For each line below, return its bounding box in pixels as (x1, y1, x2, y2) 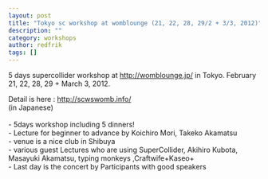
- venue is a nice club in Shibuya (8, 137, 116, 146)
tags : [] (8, 49, 37, 56)
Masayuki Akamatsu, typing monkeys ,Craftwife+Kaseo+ (8, 154, 195, 163)
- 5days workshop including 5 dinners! (8, 120, 136, 129)
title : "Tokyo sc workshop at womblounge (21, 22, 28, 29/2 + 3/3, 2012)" (8, 19, 262, 27)
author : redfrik (8, 41, 62, 49)
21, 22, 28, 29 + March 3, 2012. (8, 79, 111, 88)
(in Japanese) (8, 103, 54, 112)
